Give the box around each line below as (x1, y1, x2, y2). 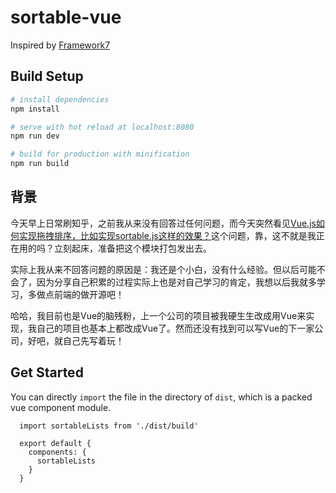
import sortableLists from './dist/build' (19, 421, 199, 431)
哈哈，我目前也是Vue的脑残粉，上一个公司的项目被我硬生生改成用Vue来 (10, 309, 307, 321)
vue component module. (10, 401, 112, 413)
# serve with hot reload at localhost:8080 (10, 122, 195, 132)
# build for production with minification (10, 149, 190, 160)
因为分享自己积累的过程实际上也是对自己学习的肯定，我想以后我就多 (36, 276, 317, 288)
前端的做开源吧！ (53, 288, 125, 300)
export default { (19, 438, 92, 448)
